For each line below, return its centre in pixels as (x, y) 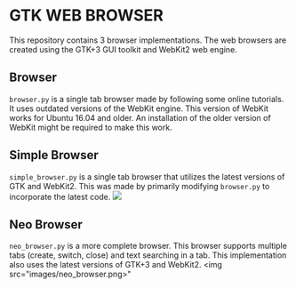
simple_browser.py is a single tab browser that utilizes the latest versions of (147, 176)
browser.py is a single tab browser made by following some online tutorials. (147, 99)
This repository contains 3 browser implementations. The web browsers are (148, 40)
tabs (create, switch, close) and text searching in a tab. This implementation (148, 255)
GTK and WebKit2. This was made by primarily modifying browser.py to (140, 186)
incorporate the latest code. (60, 196)
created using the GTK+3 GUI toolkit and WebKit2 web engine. (123, 49)
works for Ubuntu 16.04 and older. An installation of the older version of (140, 117)
